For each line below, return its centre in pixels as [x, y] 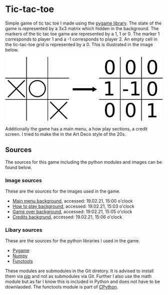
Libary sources [24, 230]
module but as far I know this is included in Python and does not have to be [83, 281]
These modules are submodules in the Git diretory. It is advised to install [79, 271]
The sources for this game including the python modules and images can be [84, 162]
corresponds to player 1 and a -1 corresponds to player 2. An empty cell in [81, 39]
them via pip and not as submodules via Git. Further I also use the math [78, 276]
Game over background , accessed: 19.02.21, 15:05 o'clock [72, 211]
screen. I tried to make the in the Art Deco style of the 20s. [65, 134]
